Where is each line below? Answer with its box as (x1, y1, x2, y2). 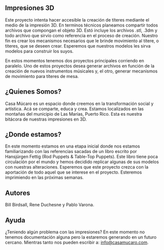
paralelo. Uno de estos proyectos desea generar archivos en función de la (5, 63, 155, 69)
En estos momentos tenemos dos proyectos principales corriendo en (5, 57, 144, 63)
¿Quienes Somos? (5, 88, 62, 96)
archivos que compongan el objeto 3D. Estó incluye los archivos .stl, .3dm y (5, 27, 158, 33)
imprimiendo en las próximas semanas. (5, 175, 84, 180)
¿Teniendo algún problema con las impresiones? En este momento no (5, 229, 145, 235)
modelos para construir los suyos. (5, 48, 74, 54)
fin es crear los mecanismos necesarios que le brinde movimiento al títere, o (5, 38, 159, 44)
